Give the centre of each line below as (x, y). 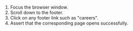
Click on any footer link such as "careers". (54, 18)
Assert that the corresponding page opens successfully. (69, 23)
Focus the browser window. (39, 7)
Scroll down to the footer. (37, 12)
